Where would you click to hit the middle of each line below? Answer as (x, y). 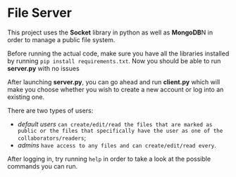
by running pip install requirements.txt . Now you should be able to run (114, 60)
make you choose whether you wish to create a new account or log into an (116, 89)
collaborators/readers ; (52, 138)
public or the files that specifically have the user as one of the (120, 131)
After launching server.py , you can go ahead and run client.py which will (114, 81)
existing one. (26, 97)
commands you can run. (43, 166)
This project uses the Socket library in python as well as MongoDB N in (110, 32)
